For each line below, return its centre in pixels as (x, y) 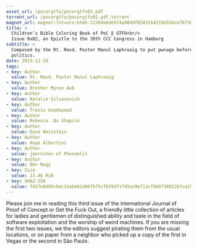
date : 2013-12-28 (27, 61)
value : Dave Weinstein (39, 132)
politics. (23, 55)
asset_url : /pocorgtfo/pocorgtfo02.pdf (55, 11)
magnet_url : (21, 22)
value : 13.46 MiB (33, 176)
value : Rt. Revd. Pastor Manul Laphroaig (63, 77)
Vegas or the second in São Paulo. (47, 241)
